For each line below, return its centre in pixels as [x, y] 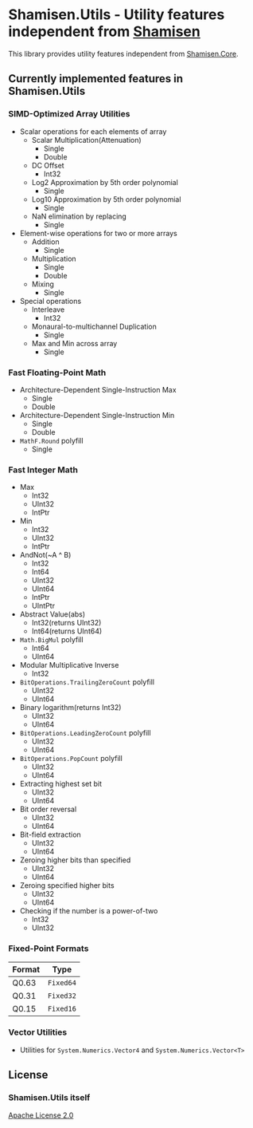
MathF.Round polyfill [51, 440]
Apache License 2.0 [41, 1115]
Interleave [48, 310]
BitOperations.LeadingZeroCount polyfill [85, 733]
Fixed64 [62, 982]
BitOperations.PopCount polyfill [71, 759]
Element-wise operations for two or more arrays [98, 233]
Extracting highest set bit [60, 784]
